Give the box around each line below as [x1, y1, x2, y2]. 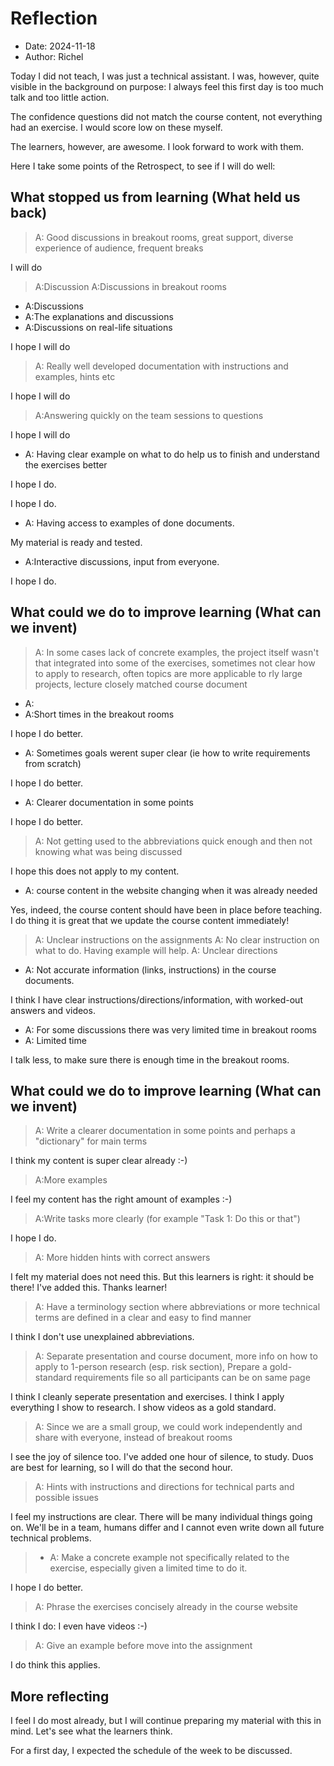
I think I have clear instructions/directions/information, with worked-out [10, 993, 303, 1006]
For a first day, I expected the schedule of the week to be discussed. [10, 1745, 293, 1757]
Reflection [10, 7, 98, 30]
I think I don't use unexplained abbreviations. [10, 1331, 195, 1343]
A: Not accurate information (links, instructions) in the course [24, 963, 277, 976]
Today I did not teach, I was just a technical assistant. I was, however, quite [10, 70, 320, 82]
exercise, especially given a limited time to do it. [49, 1562, 248, 1574]
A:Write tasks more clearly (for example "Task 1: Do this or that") [34, 1213, 301, 1225]
